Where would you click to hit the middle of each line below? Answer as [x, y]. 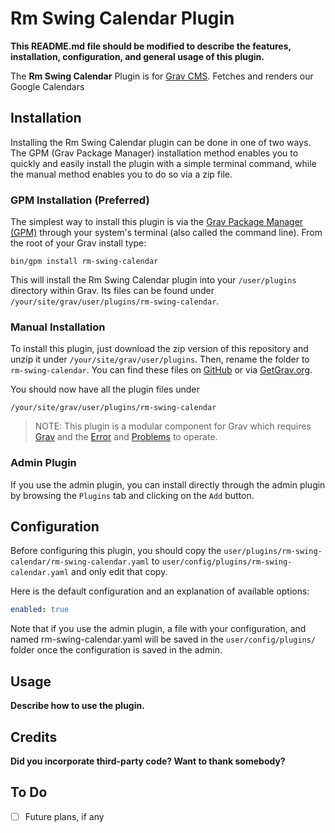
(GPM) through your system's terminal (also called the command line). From [166, 233]
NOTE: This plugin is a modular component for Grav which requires [173, 426]
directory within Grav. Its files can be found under [112, 291]
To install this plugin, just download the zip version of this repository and [159, 349]
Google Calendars [47, 86]
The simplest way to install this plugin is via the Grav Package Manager [157, 222]
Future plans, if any [64, 816]
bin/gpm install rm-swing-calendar [84, 262]
